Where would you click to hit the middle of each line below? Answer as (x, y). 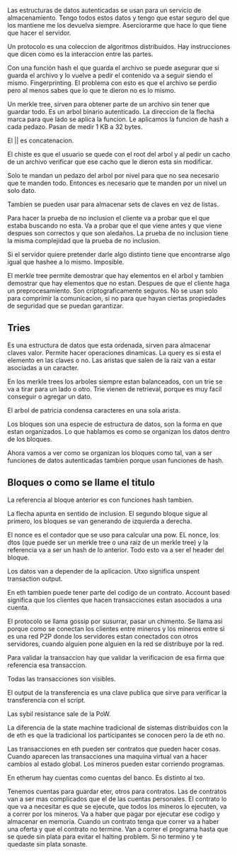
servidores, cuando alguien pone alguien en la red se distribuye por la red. (116, 644)
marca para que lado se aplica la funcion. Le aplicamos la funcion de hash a (118, 119)
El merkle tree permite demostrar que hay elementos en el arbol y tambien (116, 275)
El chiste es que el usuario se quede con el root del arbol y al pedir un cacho (119, 154)
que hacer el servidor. (39, 33)
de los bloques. (30, 439)
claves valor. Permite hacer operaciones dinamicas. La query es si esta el (114, 352)
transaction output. (35, 579)
